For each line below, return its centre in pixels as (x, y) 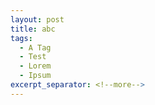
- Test (33, 57)
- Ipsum (35, 76)
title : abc (33, 29)
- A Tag (35, 47)
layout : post (37, 19)
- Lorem (35, 66)
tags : (21, 38)
